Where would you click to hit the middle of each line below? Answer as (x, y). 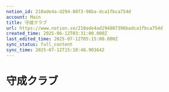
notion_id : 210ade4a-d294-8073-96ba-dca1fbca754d (69, 11)
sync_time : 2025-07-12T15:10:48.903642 (55, 50)
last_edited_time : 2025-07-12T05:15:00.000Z (62, 39)
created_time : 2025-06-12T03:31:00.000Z (57, 34)
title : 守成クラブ (27, 22)
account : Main (24, 17)
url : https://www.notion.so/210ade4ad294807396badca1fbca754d (84, 28)
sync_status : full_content (39, 45)
